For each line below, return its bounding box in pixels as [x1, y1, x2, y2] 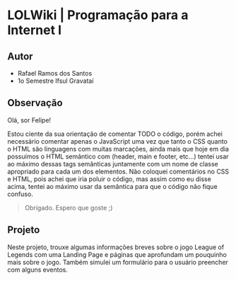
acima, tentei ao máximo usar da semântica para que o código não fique [7, 182, 218, 190]
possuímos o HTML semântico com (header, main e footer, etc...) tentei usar [7, 152, 229, 161]
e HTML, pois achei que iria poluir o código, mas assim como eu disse [7, 174, 212, 183]
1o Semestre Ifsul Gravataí [17, 76, 94, 85]
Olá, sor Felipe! [7, 115, 52, 124]
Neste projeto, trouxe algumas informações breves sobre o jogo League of [7, 243, 225, 251]
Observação [7, 97, 63, 109]
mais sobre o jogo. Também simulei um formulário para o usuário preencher [7, 258, 228, 266]
